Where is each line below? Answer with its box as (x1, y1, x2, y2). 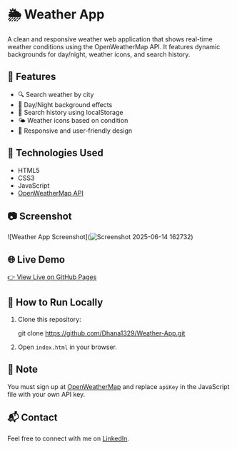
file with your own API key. (7, 390, 86, 398)
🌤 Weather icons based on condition (17, 116, 128, 124)
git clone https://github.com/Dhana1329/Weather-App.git (17, 329, 186, 337)
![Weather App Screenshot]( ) (7, 233, 194, 241)
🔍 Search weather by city (17, 90, 94, 99)
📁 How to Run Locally (7, 296, 104, 308)
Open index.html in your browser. (17, 343, 118, 351)
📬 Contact (7, 412, 58, 424)
